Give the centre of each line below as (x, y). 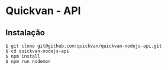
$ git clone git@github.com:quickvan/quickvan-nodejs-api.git (84, 46)
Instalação (25, 33)
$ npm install (23, 56)
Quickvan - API (43, 11)
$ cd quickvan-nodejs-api (37, 51)
